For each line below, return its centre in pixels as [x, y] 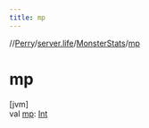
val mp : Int [29, 114]
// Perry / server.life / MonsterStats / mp [75, 43]
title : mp [28, 17]
